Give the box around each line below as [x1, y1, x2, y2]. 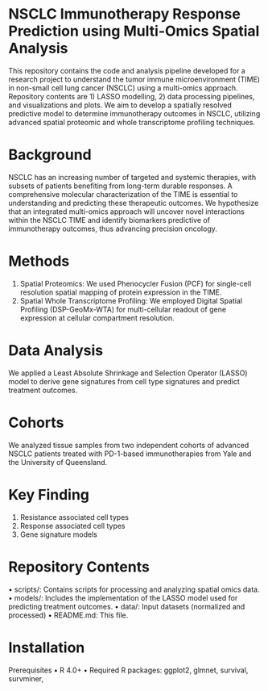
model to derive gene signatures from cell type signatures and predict [8, 376, 240, 386]
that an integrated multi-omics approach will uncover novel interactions [8, 207, 245, 216]
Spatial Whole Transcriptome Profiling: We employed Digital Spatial [19, 295, 243, 305]
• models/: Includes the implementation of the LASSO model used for [8, 593, 238, 602]
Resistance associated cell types [19, 512, 129, 521]
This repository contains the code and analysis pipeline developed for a [8, 65, 245, 75]
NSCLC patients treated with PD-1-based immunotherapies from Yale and [8, 449, 252, 459]
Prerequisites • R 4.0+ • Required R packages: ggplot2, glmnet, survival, [8, 665, 249, 675]
